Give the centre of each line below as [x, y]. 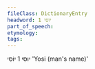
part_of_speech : [30, 26]
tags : [15, 39]
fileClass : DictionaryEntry [47, 13]
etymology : [23, 33]
